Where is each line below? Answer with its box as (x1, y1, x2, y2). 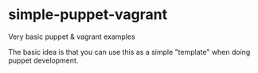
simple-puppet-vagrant (8, 6, 168, 24)
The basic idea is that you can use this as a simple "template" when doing (8, 47, 251, 56)
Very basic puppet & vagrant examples (8, 32, 135, 41)
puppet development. (8, 56, 79, 65)
